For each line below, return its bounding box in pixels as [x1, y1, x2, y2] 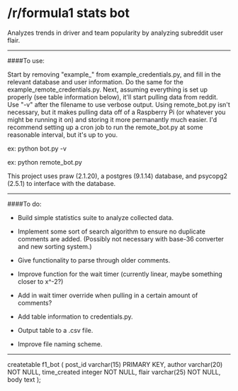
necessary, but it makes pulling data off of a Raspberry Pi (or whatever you [7, 108, 226, 116]
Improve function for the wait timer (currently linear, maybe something [17, 270, 223, 278]
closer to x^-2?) [17, 277, 64, 285]
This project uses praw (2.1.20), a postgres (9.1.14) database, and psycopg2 [7, 172, 228, 180]
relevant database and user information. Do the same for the [7, 77, 184, 86]
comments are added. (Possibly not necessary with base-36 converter [17, 234, 225, 243]
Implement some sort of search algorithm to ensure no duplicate [17, 227, 205, 236]
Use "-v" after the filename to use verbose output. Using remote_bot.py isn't [7, 100, 230, 109]
